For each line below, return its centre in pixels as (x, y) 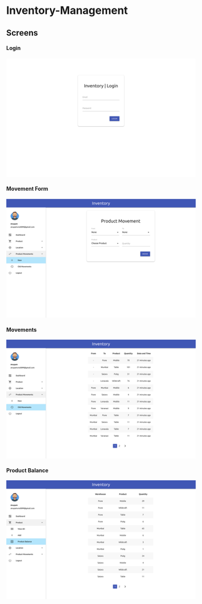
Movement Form (27, 189)
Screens (22, 33)
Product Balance (27, 470)
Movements (22, 329)
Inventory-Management (67, 11)
